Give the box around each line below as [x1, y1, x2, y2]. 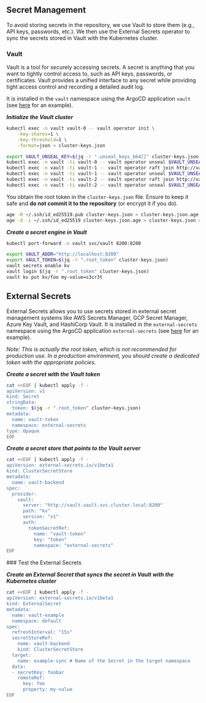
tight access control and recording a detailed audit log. [6, 83, 145, 91]
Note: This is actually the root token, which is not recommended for [6, 345, 177, 352]
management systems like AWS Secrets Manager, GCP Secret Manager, [6, 314, 188, 321]
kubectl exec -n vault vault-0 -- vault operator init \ [6, 125, 155, 131]
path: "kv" [22, 508, 51, 515]
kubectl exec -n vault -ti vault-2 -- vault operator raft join [6, 176, 174, 183]
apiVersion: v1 [6, 388, 45, 394]
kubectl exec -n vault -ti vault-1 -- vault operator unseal [6, 171, 166, 177]
